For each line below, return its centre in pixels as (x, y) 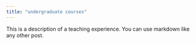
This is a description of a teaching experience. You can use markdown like (98, 29)
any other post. (25, 35)
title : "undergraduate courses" (46, 12)
